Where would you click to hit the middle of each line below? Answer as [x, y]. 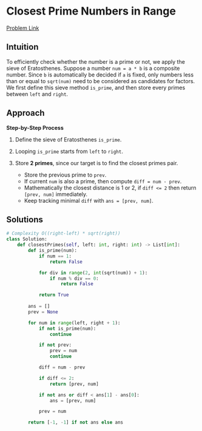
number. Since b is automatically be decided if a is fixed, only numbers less [100, 75]
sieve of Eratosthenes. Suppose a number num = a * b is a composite [93, 68]
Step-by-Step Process [35, 127]
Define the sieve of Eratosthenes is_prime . [68, 139]
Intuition [22, 47]
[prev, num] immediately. [56, 194]
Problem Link [23, 28]
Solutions [25, 219]
